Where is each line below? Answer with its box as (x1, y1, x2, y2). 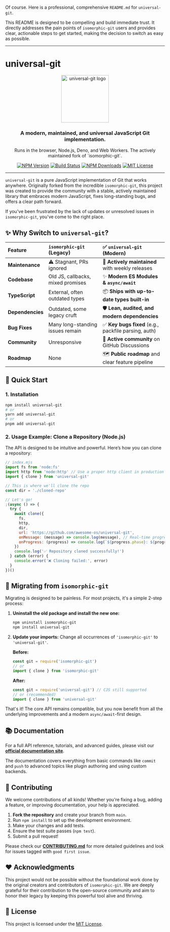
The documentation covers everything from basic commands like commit (5, 758, 156, 764)
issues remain (48, 328, 82, 335)
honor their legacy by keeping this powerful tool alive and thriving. (5, 893, 143, 899)
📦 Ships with (102, 288, 136, 295)
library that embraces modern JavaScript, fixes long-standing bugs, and (5, 193, 156, 199)
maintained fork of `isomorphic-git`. (48, 153, 122, 159)
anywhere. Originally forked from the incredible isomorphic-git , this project (5, 182, 163, 189)
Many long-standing (48, 321, 98, 328)
